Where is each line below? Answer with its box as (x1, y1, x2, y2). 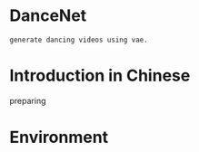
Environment (9, 128, 109, 147)
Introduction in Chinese (9, 65, 191, 86)
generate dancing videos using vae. (9, 35, 148, 44)
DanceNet (9, 5, 87, 26)
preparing (9, 95, 46, 106)
